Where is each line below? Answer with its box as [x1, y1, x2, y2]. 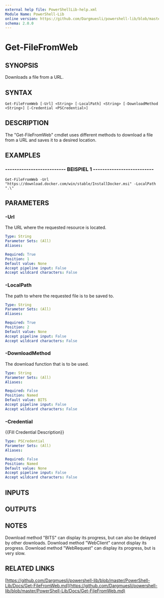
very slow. [5, 550, 26, 556]
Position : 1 [5, 256, 29, 262]
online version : [5, 16, 38, 21]
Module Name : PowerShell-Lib [5, 12, 64, 17]
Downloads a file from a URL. [5, 74, 64, 80]
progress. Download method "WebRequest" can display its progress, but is [5, 545, 156, 551]
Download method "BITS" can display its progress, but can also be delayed [5, 534, 156, 540]
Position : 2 [5, 325, 29, 330]
